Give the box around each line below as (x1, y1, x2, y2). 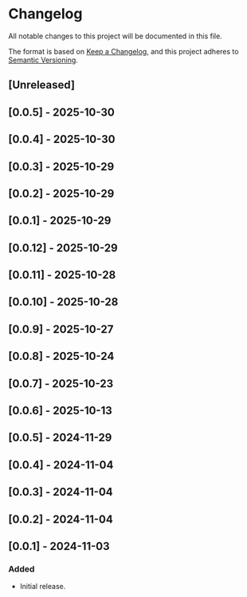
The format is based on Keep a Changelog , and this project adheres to (8, 46, 239, 56)
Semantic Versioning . (8, 55, 78, 65)
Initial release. (19, 582, 66, 591)
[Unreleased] (8, 78, 76, 92)
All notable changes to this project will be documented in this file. (8, 31, 223, 41)
